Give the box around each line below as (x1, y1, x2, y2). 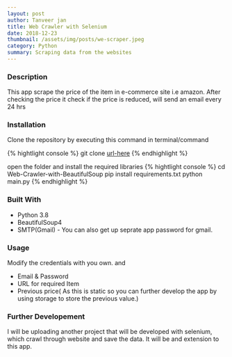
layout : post (7, 10, 45, 17)
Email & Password (17, 272, 69, 280)
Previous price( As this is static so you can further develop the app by (17, 287, 217, 296)
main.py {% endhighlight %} (7, 177, 88, 186)
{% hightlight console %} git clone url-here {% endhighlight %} (7, 149, 188, 157)
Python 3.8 (17, 210, 49, 219)
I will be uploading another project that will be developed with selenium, (7, 328, 213, 336)
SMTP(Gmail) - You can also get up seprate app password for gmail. (17, 225, 213, 234)
